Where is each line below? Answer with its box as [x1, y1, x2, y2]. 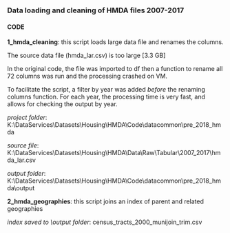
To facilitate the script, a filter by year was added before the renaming [7, 85, 205, 94]
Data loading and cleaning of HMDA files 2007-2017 [7, 6, 185, 15]
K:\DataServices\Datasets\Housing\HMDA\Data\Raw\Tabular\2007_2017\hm [7, 149, 221, 157]
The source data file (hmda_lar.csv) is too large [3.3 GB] [7, 51, 166, 60]
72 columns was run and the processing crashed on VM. [7, 72, 167, 81]
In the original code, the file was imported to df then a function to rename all [7, 65, 223, 73]
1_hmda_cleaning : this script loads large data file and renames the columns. [7, 38, 224, 46]
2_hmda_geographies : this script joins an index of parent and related [7, 197, 205, 205]
